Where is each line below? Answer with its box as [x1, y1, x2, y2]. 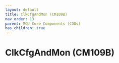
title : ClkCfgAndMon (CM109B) [5, 12, 68, 17]
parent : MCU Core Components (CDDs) [5, 21, 81, 26]
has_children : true [5, 26, 46, 31]
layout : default [5, 7, 39, 12]
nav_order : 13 [5, 16, 35, 21]
